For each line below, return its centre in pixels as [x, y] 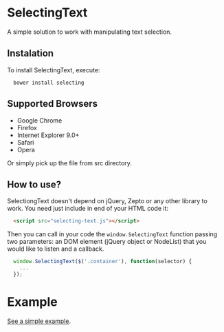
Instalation [30, 53]
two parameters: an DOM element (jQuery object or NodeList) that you [107, 242]
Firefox [27, 127]
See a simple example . [39, 321]
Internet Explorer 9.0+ [48, 135]
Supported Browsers [53, 104]
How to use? [34, 184]
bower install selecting [49, 83]
